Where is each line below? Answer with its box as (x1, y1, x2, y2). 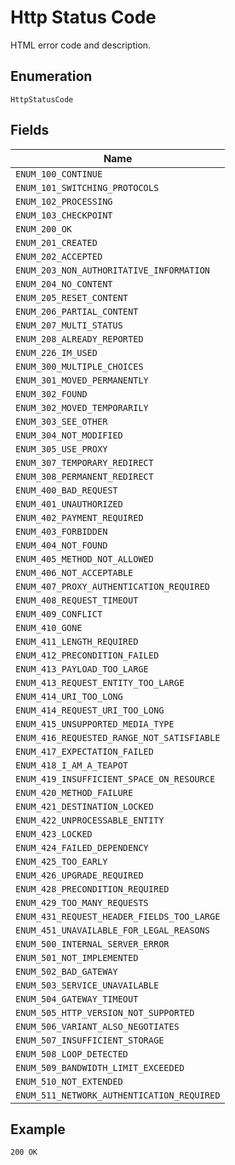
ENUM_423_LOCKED (15, 828, 93, 840)
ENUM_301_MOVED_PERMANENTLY (15, 374, 149, 386)
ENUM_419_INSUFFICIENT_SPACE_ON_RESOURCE (15, 773, 216, 785)
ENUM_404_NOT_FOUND (15, 539, 108, 551)
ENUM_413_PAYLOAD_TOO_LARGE (15, 663, 149, 675)
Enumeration (10, 68, 93, 85)
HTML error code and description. (10, 39, 152, 51)
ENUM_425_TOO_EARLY (15, 856, 108, 867)
